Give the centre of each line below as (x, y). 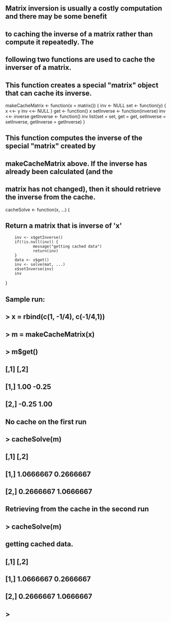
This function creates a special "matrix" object (82, 85)
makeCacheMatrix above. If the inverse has (76, 163)
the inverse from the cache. (51, 197)
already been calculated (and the (59, 172)
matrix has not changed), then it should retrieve (83, 189)
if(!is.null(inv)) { (36, 242)
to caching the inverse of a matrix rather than (79, 34)
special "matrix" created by (51, 146)
